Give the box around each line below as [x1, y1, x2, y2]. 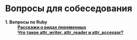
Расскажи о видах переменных [17, 24, 87, 30]
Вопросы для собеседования [5, 3, 133, 14]
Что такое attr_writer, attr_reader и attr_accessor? [17, 29, 124, 35]
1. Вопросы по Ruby [5, 19, 47, 25]
